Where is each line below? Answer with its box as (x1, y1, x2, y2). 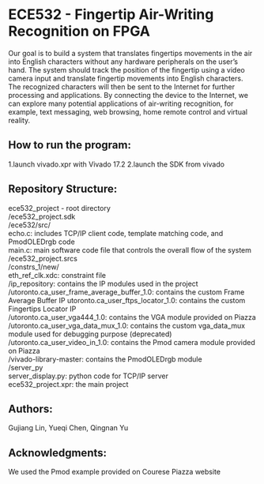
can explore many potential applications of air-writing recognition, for (8, 99, 234, 108)
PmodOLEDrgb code (8, 237, 75, 246)
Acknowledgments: (8, 446, 107, 460)
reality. (8, 115, 31, 125)
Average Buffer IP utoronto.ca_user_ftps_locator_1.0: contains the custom (8, 295, 246, 305)
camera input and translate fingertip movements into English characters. (8, 73, 243, 83)
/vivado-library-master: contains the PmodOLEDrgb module (8, 354, 203, 364)
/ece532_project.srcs (8, 253, 77, 263)
